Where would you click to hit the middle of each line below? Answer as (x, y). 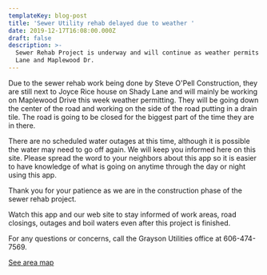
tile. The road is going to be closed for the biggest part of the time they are (131, 117)
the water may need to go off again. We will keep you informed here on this (132, 149)
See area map (31, 262)
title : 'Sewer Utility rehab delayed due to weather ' (102, 23)
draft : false (30, 38)
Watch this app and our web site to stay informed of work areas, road (123, 214)
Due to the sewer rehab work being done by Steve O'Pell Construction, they (133, 83)
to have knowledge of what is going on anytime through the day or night (127, 166)
